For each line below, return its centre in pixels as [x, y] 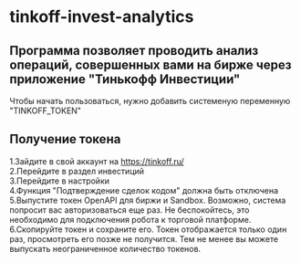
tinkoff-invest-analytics [102, 17]
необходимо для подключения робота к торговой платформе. [130, 219]
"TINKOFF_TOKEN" [46, 110]
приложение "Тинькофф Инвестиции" [125, 79]
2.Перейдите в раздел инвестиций [77, 171]
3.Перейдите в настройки [59, 181]
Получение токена [65, 139]
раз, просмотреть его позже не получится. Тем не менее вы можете [144, 238]
